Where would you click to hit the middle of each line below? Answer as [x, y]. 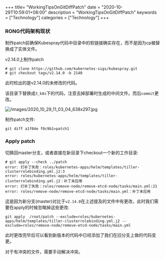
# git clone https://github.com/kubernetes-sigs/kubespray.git [71, 69]
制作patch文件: [20, 120]
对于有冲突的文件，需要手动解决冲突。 [44, 252]
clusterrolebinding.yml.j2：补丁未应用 [44, 181]
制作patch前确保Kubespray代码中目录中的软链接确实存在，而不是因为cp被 [81, 43]
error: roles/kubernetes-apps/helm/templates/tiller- [62, 176]
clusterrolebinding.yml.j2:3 [35, 171]
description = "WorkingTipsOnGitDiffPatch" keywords [102, 12]
